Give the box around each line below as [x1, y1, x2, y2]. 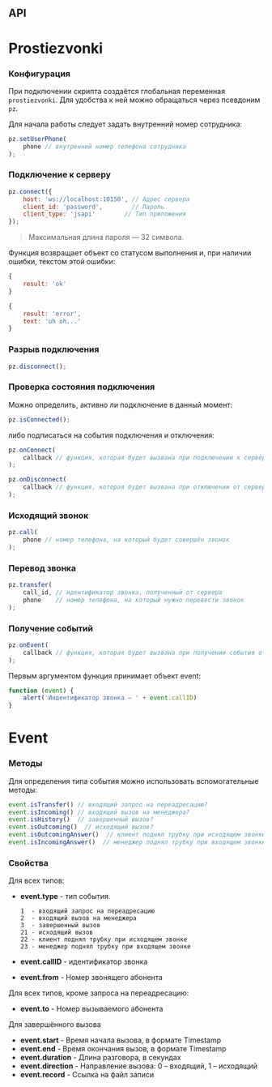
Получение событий [8, 623, 93, 634]
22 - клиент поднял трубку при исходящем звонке [19, 935, 188, 944]
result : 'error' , [23, 310, 82, 318]
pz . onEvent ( [8, 640, 49, 649]
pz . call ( [8, 529, 38, 537]
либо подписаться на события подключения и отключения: [8, 430, 215, 440]
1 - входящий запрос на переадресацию [19, 907, 155, 915]
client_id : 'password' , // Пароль [23, 203, 164, 211]
